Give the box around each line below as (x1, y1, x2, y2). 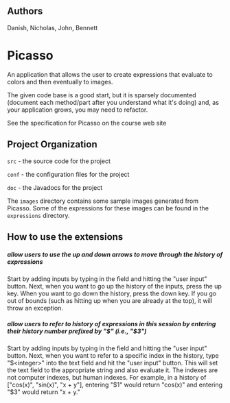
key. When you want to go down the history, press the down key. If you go (7, 289, 217, 297)
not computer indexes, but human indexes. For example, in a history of (7, 373, 207, 381)
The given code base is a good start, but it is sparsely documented (7, 90, 196, 99)
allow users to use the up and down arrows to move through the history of (7, 250, 223, 258)
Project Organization (7, 138, 97, 150)
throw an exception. (7, 304, 64, 312)
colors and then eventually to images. (7, 77, 113, 86)
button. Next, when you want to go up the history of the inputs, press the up (7, 282, 222, 290)
